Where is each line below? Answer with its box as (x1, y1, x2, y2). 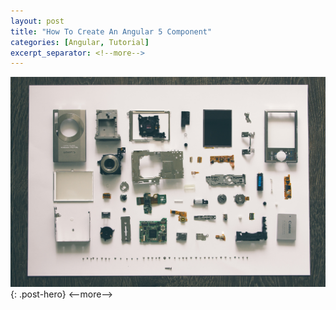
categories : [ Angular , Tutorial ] (10, 37, 150, 47)
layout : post (10, 16, 65, 26)
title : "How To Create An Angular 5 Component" (10, 26, 213, 37)
